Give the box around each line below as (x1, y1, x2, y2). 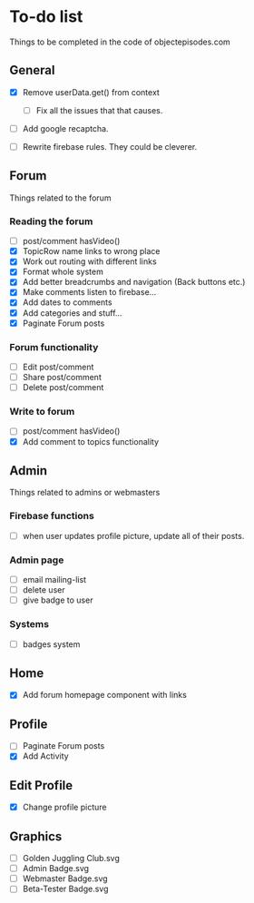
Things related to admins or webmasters (9, 487, 161, 498)
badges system (22, 638, 81, 650)
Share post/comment (22, 372, 102, 383)
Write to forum (9, 406, 75, 418)
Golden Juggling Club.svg (22, 853, 121, 864)
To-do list (9, 6, 83, 27)
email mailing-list (22, 574, 87, 585)
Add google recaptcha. (22, 123, 109, 133)
